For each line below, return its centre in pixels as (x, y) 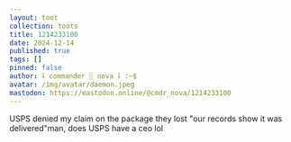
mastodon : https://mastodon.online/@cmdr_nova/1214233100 (120, 93)
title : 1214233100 (44, 34)
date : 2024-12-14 (42, 43)
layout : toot (34, 18)
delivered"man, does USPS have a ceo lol (86, 128)
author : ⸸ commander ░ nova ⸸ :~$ (73, 76)
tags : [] (26, 59)
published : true (40, 51)
